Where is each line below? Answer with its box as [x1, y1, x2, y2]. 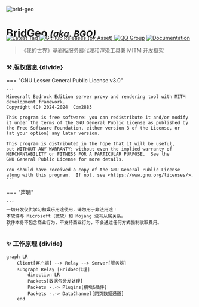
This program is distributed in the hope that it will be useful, [6, 141, 175, 147]
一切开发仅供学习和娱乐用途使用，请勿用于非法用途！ [6, 207, 118, 213]
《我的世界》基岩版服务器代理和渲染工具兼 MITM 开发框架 [20, 47, 164, 54]
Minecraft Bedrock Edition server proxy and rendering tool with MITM [6, 94, 186, 100]
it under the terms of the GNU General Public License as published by [6, 120, 188, 126]
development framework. [6, 99, 66, 105]
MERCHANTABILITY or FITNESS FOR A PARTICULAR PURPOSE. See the [6, 151, 170, 158]
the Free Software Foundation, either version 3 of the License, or [6, 125, 180, 131]
